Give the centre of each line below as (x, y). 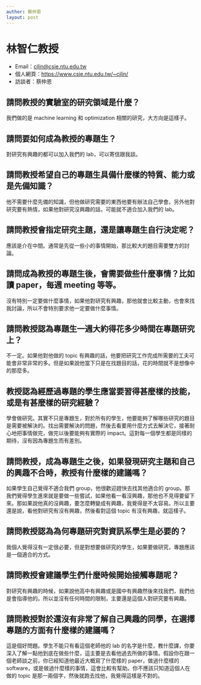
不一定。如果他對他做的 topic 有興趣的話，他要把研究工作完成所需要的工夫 (98, 356)
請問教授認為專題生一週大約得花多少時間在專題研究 (100, 328)
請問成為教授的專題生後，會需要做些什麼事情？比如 (100, 274)
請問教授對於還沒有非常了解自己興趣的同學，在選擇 (100, 619)
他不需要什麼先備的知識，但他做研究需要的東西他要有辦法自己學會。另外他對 (100, 202)
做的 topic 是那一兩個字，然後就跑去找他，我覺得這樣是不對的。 (85, 676)
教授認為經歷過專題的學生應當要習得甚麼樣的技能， (100, 391)
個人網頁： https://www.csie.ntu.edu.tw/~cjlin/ (71, 74)
